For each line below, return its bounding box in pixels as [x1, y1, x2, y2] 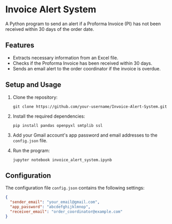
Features [5, 41, 34, 50]
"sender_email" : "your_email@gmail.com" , [10, 199, 100, 205]
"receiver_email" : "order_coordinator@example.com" [10, 209, 123, 214]
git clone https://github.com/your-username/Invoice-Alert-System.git [12, 104, 167, 109]
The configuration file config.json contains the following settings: [5, 185, 145, 191]
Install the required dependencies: [12, 113, 86, 119]
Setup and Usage [5, 81, 62, 89]
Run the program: [12, 147, 50, 154]
